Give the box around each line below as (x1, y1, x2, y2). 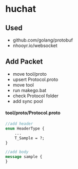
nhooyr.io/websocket (12, 43, 57, 49)
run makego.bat (12, 87, 47, 93)
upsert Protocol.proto (12, 76, 59, 82)
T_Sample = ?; (14, 135, 45, 141)
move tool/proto (12, 71, 47, 77)
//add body (5, 150, 29, 155)
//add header (5, 121, 33, 126)
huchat (5, 3, 36, 15)
